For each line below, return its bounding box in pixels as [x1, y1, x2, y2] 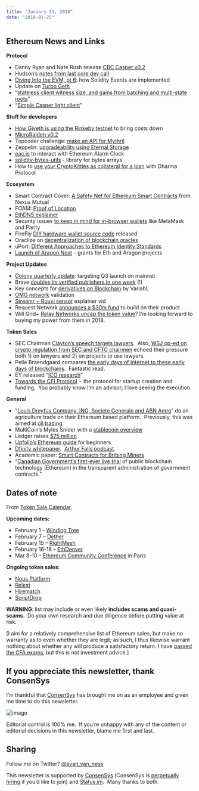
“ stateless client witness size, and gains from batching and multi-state [14, 89, 188, 96]
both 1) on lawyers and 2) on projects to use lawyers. [14, 352, 145, 359]
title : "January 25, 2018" [6, 8, 73, 15]
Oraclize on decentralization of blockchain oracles [14, 237, 138, 244]
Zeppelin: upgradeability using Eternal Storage [14, 144, 129, 151]
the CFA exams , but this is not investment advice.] [6, 649, 129, 656]
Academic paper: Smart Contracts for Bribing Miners [14, 451, 145, 459]
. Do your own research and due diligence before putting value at [23, 612, 185, 619]
